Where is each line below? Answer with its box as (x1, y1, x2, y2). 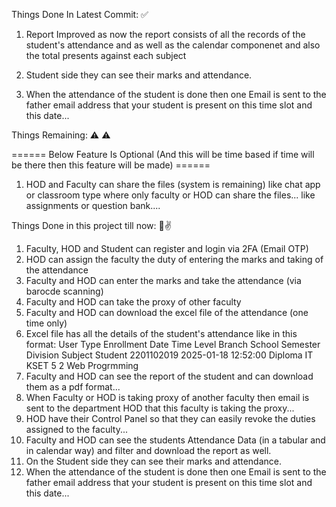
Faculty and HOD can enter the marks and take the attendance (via (25, 275, 302, 286)
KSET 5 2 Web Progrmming (25, 360, 139, 371)
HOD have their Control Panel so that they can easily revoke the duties (25, 413, 316, 424)
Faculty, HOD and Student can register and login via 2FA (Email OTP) (25, 243, 309, 254)
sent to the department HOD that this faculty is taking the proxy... (25, 402, 295, 414)
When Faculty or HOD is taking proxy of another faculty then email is (25, 392, 310, 403)
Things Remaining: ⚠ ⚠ (11, 129, 111, 141)
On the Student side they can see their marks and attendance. (25, 455, 282, 467)
